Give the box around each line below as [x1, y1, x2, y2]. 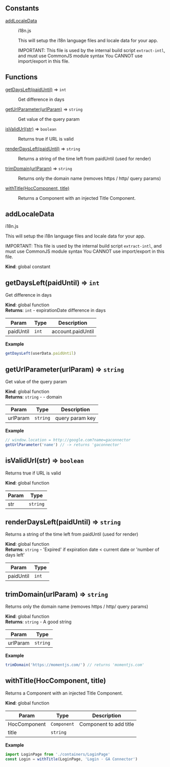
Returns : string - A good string [5, 619, 72, 625]
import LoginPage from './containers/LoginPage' [5, 752, 110, 757]
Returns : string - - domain [5, 393, 62, 400]
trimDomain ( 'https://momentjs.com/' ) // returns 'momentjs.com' [5, 663, 145, 668]
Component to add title [79, 721, 134, 728]
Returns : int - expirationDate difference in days [5, 307, 106, 313]
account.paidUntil [51, 328, 94, 335]
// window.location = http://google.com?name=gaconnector [5, 437, 131, 442]
